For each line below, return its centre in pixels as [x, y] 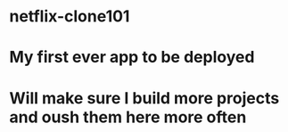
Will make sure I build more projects [144, 98]
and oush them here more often [128, 117]
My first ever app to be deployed [132, 58]
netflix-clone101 [70, 16]
